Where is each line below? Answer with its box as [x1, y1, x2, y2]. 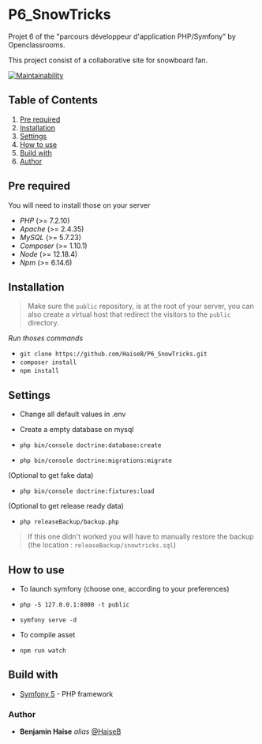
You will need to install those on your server [8, 200, 151, 210]
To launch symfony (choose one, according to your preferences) [19, 584, 230, 593]
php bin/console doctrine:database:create [19, 442, 162, 449]
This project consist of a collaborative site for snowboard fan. [8, 55, 208, 65]
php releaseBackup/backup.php [19, 518, 120, 526]
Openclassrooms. [8, 39, 65, 49]
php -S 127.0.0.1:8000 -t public [19, 601, 130, 609]
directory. [27, 318, 59, 328]
